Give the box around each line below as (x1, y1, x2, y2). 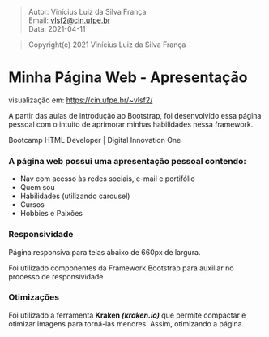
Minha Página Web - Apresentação (8, 68, 248, 87)
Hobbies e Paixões (19, 209, 83, 218)
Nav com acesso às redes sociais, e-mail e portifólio (19, 174, 196, 184)
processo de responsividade (8, 271, 104, 281)
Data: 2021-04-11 (28, 24, 86, 33)
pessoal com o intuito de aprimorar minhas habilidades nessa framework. (8, 119, 254, 129)
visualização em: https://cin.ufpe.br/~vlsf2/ (8, 95, 153, 105)
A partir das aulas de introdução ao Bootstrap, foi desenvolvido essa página (8, 110, 262, 120)
